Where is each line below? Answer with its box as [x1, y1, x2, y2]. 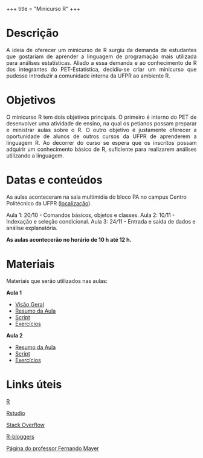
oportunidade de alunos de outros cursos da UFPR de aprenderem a [6, 133, 197, 140]
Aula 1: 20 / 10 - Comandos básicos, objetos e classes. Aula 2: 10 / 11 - [6, 211, 175, 219]
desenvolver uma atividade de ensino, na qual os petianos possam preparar [6, 119, 197, 127]
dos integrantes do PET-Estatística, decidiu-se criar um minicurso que [6, 65, 197, 73]
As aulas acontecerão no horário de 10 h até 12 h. [6, 236, 132, 243]
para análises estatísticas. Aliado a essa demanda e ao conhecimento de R [6, 59, 197, 66]
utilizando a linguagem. [6, 151, 65, 159]
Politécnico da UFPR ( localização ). [6, 199, 92, 207]
